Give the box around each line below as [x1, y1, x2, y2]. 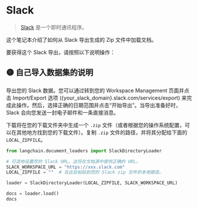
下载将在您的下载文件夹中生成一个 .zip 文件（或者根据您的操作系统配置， [6, 121, 185, 128]
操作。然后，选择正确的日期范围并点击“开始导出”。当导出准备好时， [16, 101, 181, 109]
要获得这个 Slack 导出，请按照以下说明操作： [6, 48, 115, 56]
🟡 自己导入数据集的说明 [6, 68, 93, 78]
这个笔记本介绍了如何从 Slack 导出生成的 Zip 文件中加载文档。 [6, 36, 157, 43]
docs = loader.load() [6, 191, 60, 197]
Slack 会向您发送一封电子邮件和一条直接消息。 [6, 109, 119, 116]
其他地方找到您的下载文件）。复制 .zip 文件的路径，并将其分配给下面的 [16, 129, 187, 136]
